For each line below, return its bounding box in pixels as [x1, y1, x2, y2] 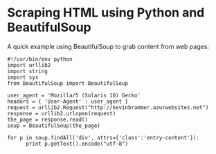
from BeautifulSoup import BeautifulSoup [7, 79, 129, 87]
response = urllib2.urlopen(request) [7, 110, 116, 117]
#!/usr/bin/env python [7, 55, 73, 63]
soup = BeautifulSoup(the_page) [7, 122, 100, 129]
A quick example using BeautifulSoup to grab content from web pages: [7, 42, 210, 50]
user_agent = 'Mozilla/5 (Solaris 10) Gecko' [7, 92, 141, 99]
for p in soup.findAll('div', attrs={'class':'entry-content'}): [7, 134, 199, 141]
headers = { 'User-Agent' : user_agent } [7, 98, 129, 105]
